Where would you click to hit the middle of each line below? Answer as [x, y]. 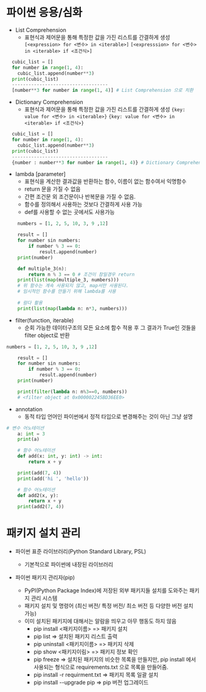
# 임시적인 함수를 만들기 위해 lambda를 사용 [67, 292]
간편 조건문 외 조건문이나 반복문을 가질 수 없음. [80, 197]
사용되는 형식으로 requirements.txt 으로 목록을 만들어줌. [101, 667]
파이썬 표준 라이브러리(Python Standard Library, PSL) [81, 552]
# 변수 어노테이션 [25, 428]
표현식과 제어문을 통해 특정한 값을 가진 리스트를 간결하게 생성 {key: [105, 109]
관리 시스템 [44, 598]
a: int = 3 [31, 434]
